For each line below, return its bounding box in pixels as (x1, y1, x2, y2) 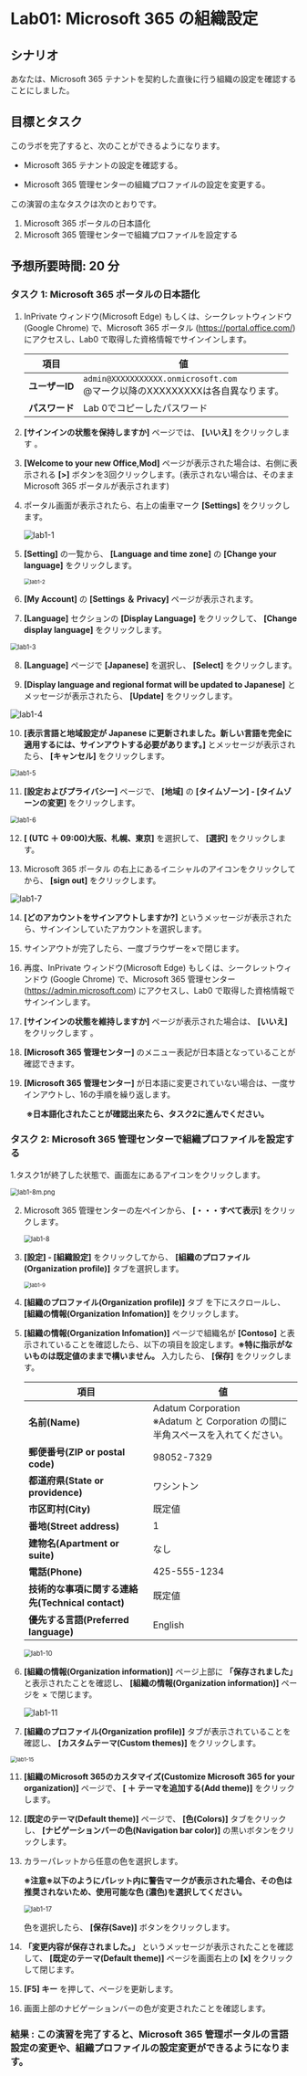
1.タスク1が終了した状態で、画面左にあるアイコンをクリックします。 (10, 1169, 265, 1180)
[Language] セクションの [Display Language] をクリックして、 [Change (23, 613, 298, 624)
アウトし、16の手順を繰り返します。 (39, 1089, 176, 1100)
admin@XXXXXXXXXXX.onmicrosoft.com (82, 374, 238, 384)
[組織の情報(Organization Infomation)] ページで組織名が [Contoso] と (23, 1327, 288, 1338)
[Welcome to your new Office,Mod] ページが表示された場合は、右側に (23, 458, 290, 469)
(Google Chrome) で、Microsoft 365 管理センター (49, 974, 236, 985)
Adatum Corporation (152, 1401, 240, 1414)
